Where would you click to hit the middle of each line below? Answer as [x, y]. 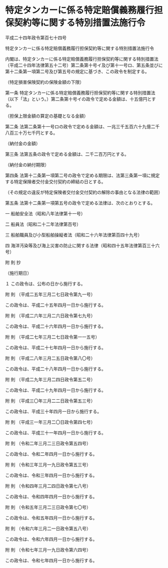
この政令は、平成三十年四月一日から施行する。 [53, 411]
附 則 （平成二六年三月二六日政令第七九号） [50, 316]
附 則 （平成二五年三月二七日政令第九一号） [50, 294]
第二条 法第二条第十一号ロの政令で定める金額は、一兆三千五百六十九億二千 [82, 126]
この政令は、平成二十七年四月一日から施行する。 [55, 347]
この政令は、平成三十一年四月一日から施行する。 [55, 433]
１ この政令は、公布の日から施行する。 [45, 283]
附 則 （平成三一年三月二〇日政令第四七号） [50, 422]
